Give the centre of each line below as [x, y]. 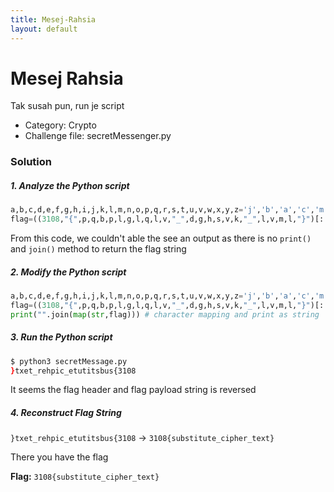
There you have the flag [59, 457]
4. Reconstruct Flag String [66, 412]
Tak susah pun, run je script [67, 106]
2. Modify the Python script [68, 272]
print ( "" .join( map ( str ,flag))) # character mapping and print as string [165, 314]
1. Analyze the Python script [70, 185]
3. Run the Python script [61, 337]
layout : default [44, 29]
